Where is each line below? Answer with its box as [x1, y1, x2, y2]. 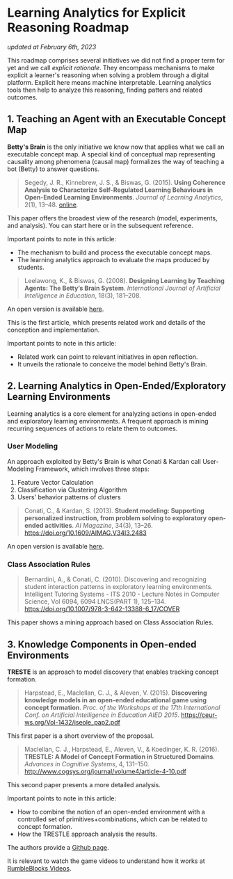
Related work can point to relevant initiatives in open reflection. [17, 353, 198, 361]
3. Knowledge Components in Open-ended [7, 638, 197, 650]
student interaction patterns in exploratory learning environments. [24, 583, 214, 591]
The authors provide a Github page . [7, 843, 109, 851]
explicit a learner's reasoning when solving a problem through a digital [7, 71, 209, 79]
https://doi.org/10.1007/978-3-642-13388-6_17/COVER [24, 605, 180, 613]
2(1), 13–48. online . [24, 200, 79, 209]
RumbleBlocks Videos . [7, 864, 72, 872]
